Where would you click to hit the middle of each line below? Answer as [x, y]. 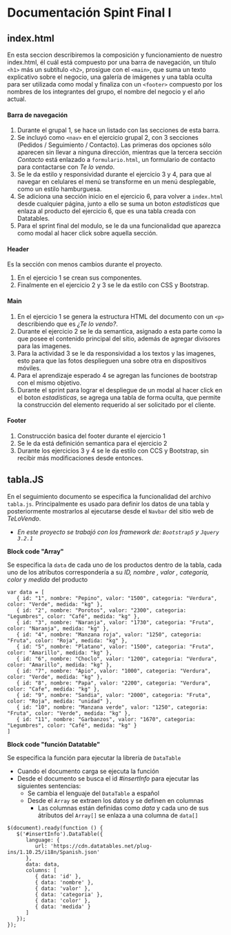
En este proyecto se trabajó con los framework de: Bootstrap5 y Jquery [118, 532]
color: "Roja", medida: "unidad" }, [60, 701]
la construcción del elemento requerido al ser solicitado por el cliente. [116, 405]
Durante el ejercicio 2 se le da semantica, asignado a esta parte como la [120, 331]
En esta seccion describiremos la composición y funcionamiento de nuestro [115, 55]
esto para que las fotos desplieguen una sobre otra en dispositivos [112, 361]
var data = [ [26, 592]
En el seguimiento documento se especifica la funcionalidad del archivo [109, 496]
